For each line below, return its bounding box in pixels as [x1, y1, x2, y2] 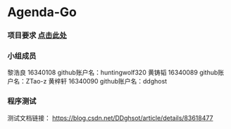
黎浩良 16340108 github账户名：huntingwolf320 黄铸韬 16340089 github [7, 68, 218, 77]
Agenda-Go [7, 4, 77, 20]
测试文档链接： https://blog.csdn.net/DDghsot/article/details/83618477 [7, 114, 213, 122]
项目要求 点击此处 [7, 31, 67, 41]
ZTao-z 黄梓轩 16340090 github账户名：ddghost [25, 77, 168, 86]
